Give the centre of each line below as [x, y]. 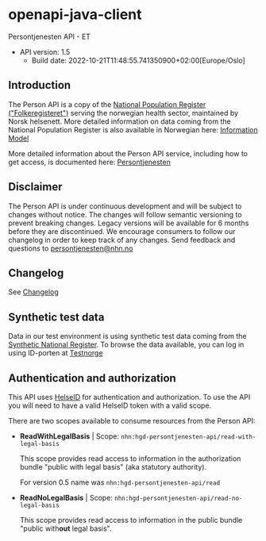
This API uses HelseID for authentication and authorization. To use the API [129, 397]
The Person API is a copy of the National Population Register [107, 104]
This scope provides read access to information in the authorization [130, 459]
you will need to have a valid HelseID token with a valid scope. [110, 405]
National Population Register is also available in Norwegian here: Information [133, 129]
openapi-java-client [75, 15]
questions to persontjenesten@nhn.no [71, 248]
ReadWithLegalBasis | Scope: [69, 436]
